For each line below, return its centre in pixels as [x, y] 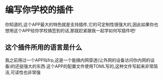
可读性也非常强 [26, 72]
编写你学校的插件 [40, 10]
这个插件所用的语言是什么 [43, 48]
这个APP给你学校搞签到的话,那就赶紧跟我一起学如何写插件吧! [74, 30]
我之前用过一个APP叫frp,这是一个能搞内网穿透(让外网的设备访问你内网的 [78, 60]
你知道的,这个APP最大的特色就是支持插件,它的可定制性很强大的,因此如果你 [80, 24]
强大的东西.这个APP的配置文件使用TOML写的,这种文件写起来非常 [89, 66]
